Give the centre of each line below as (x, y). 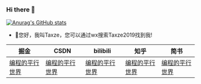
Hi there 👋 (21, 10)
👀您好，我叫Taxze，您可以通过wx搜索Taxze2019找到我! (83, 35)
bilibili (102, 51)
